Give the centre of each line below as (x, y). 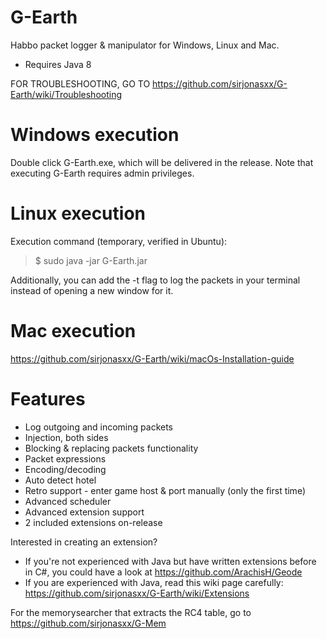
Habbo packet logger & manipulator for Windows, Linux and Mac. (145, 45)
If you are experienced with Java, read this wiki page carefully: (154, 582)
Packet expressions (65, 458)
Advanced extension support (84, 512)
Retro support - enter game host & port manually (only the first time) (165, 490)
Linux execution (78, 213)
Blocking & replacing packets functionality (111, 448)
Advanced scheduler (68, 501)
